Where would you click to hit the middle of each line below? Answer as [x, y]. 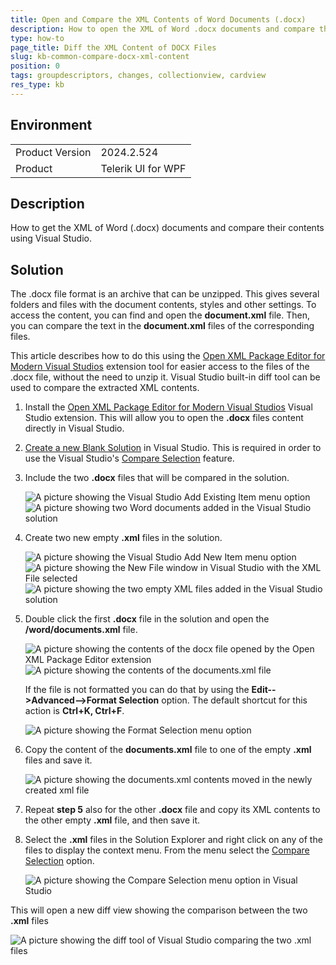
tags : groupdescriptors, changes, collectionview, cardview [138, 76]
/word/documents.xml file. [81, 630]
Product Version [53, 152]
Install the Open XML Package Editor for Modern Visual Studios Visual [168, 407]
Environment [51, 125]
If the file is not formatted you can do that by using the [137, 690]
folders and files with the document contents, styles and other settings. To [163, 305]
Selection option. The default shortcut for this [213, 700]
